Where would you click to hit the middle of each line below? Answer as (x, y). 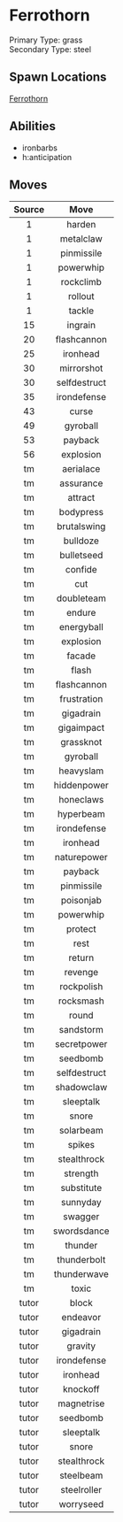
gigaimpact (81, 728)
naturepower (81, 857)
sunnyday (81, 1203)
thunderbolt (81, 1260)
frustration (81, 699)
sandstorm (81, 1030)
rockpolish (81, 987)
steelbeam (81, 1476)
